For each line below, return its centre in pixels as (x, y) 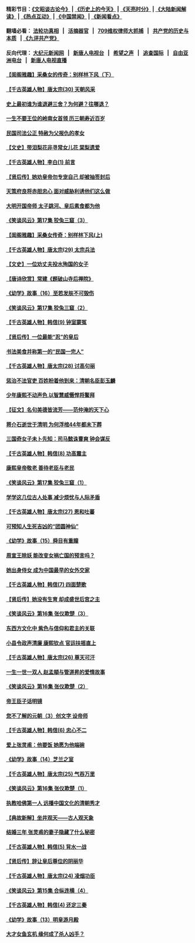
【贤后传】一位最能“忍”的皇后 (43, 337)
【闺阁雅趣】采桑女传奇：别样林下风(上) (54, 235)
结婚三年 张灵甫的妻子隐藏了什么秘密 (51, 832)
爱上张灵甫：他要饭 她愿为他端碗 (46, 745)
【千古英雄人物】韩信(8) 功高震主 (46, 453)
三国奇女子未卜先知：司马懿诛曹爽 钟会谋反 (58, 439)
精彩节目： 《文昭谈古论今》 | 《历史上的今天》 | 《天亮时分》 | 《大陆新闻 (94, 9)
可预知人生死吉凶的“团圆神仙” (43, 526)
